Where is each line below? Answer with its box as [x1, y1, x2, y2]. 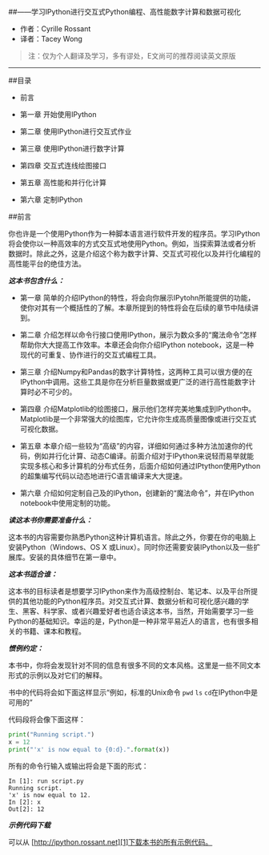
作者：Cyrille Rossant [19, 24, 91, 34]
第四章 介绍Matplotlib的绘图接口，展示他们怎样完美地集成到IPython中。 [19, 404, 256, 413]
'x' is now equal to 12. [8, 791, 91, 799]
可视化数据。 [19, 424, 62, 434]
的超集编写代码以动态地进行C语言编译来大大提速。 [19, 471, 187, 481]
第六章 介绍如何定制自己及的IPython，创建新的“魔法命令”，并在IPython [19, 488, 255, 498]
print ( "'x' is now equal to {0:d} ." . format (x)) [8, 745, 171, 753]
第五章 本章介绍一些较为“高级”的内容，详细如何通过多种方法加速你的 [19, 442, 247, 450]
